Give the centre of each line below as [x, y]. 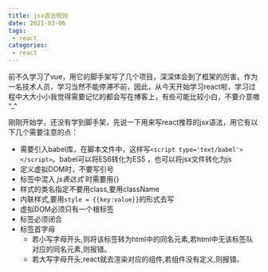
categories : [28, 46]
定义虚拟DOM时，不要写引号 [67, 169]
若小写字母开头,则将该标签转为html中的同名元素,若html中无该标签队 [142, 239]
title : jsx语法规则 [38, 16]
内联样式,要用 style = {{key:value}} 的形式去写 [97, 199]
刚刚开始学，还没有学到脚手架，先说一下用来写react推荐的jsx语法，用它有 [130, 122]
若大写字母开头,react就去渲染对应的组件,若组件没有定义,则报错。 [138, 259]
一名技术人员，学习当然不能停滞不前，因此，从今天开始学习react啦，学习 [128, 86]
